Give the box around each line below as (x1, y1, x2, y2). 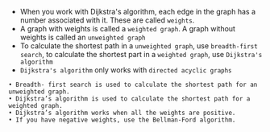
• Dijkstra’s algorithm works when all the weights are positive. (8, 109, 236, 117)
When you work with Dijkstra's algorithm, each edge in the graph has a (19, 7, 256, 16)
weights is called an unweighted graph (19, 32, 146, 42)
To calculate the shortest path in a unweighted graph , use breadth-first (19, 41, 258, 51)
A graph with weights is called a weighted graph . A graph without (19, 24, 236, 33)
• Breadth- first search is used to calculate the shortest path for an (8, 80, 258, 89)
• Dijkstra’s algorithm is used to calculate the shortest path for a (8, 95, 251, 103)
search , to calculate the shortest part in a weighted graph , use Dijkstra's (19, 50, 263, 59)
